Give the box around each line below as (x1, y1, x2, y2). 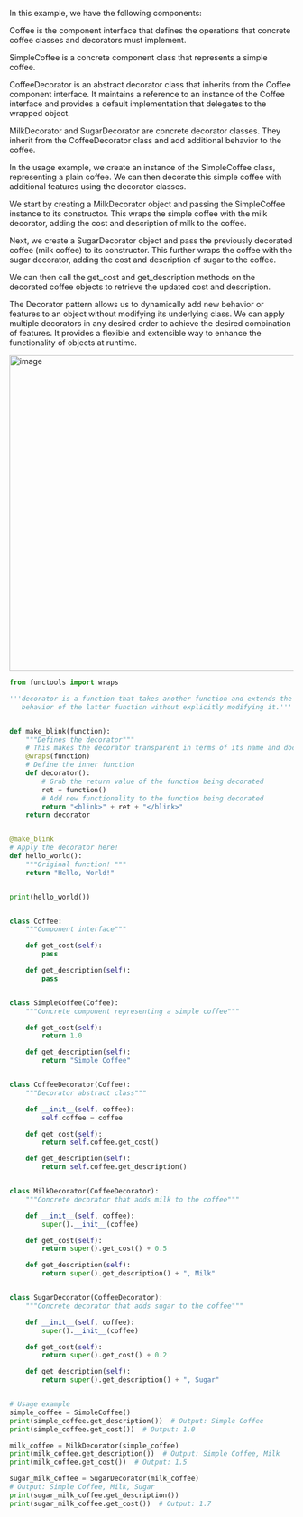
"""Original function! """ (25, 860, 127, 869)
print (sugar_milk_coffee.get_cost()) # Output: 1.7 (9, 1499, 212, 1508)
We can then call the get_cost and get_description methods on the (9, 272, 255, 282)
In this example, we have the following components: (9, 8, 203, 18)
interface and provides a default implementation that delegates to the (9, 98, 267, 109)
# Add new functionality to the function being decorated (41, 793, 264, 803)
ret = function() (41, 785, 106, 794)
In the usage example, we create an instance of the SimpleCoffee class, (9, 162, 276, 172)
